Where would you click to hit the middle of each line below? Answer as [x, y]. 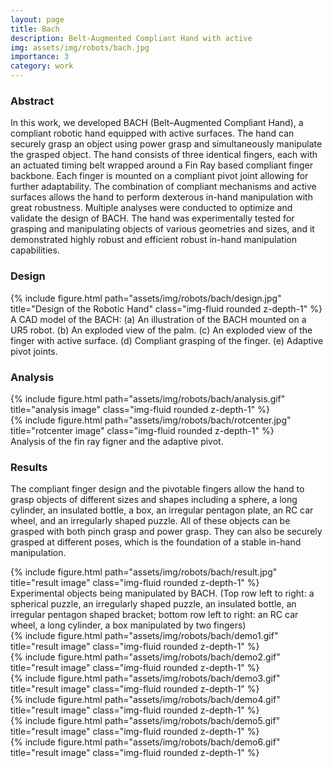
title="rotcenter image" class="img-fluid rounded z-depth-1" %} [142, 430]
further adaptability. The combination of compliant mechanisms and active [163, 187]
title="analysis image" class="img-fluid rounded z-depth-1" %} [140, 409]
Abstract [32, 101]
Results [29, 467]
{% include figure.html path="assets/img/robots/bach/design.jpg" [146, 298]
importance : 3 [40, 57]
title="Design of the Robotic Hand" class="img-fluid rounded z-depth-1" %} [166, 308]
